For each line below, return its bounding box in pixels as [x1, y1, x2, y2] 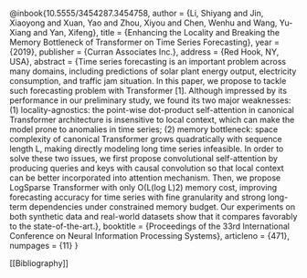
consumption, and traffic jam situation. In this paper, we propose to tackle [9, 76, 287, 86]
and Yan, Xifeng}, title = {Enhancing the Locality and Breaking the [33, 27, 281, 37]
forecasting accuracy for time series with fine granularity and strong [9, 191, 267, 202]
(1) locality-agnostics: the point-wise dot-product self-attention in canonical [9, 105, 294, 115]
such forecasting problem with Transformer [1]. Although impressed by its [9, 86, 288, 96]
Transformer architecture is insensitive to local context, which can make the [9, 114, 295, 125]
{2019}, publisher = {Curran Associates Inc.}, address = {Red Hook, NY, [9, 46, 280, 57]
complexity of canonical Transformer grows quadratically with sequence [9, 134, 282, 144]
